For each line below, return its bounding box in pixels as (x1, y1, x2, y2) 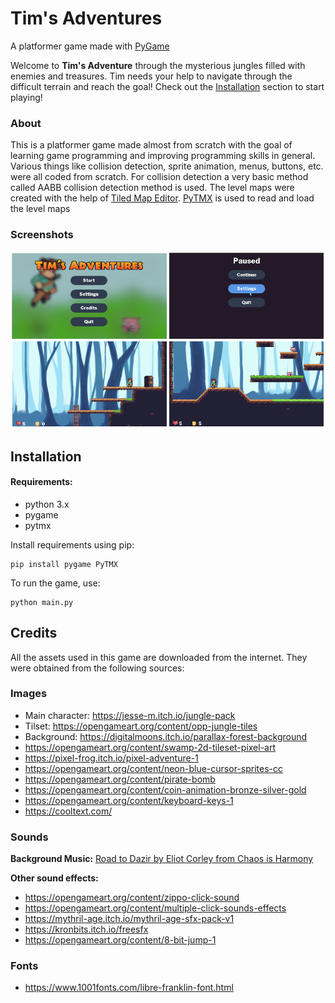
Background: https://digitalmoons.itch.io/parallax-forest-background (24, 730, 308, 742)
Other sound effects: (10, 872, 99, 884)
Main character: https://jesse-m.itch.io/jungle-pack (24, 709, 236, 721)
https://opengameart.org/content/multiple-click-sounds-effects (24, 902, 287, 914)
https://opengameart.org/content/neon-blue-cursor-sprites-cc (24, 762, 283, 774)
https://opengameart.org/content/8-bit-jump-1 (24, 934, 217, 946)
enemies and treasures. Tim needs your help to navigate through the (10, 70, 293, 82)
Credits (10, 625, 58, 642)
